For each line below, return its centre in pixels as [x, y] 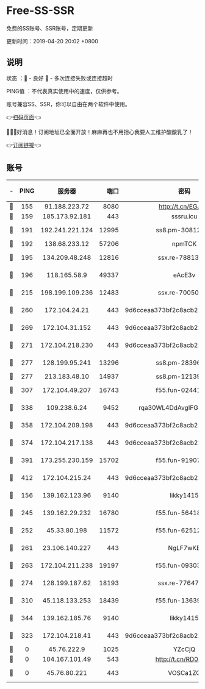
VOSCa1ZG [184, 673]
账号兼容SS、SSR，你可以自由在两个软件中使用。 [68, 104]
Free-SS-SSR [40, 11]
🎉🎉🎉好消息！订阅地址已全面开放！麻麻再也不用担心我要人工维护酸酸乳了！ [100, 132]
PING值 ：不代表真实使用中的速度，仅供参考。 [64, 91]
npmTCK [184, 243]
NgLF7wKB [184, 548]
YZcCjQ [184, 649]
